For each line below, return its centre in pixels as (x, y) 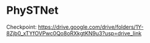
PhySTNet (32, 10)
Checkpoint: (22, 27)
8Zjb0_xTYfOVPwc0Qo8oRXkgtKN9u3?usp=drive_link (74, 33)
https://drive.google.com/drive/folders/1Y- (91, 27)
